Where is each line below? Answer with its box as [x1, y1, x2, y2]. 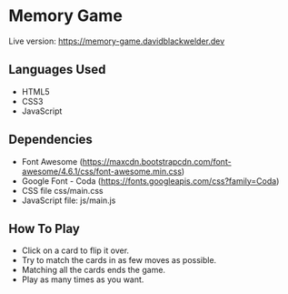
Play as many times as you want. [21, 274, 144, 285]
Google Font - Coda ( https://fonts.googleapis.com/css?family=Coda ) [21, 175, 280, 187]
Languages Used [8, 62, 106, 77]
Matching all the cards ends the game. [21, 265, 165, 276]
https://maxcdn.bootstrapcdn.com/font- [82, 156, 233, 167]
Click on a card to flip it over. [21, 245, 129, 256]
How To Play [8, 220, 81, 237]
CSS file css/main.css [21, 185, 104, 196]
